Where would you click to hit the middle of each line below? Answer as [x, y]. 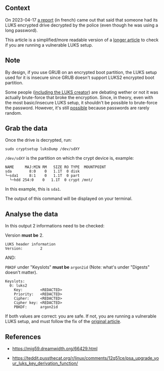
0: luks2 [18, 286]
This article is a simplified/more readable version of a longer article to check [82, 40]
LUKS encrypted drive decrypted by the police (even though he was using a [82, 25]
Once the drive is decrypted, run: [38, 140]
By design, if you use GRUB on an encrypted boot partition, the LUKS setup [81, 72]
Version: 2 [24, 249]
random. [13, 113]
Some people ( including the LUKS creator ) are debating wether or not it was [82, 92]
